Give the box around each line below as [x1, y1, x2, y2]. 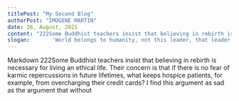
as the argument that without [7, 86, 92, 95]
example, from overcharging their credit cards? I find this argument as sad [7, 78, 225, 87]
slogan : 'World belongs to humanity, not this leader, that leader [7, 37, 231, 44]
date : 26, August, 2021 [7, 23, 78, 30]
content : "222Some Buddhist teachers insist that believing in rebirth [7, 30, 224, 37]
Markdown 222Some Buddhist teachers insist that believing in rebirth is [7, 56, 217, 64]
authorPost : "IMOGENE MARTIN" [7, 17, 97, 24]
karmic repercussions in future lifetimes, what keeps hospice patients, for [7, 71, 223, 80]
